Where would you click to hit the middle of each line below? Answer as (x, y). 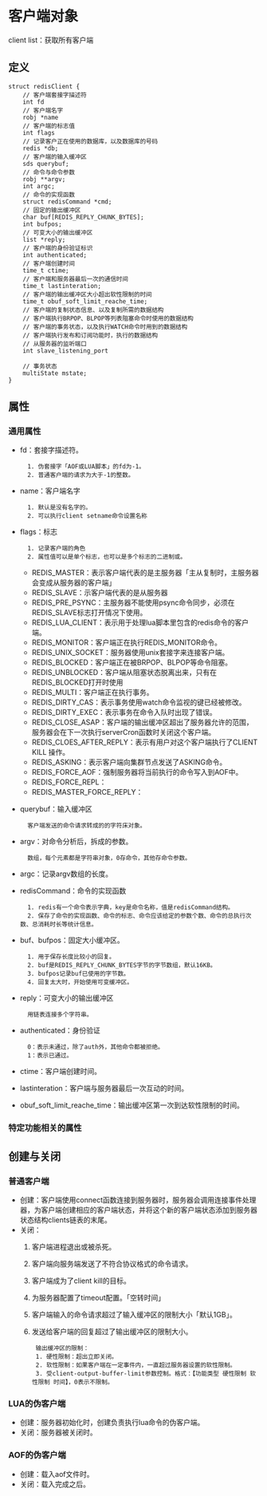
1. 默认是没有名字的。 (59, 507)
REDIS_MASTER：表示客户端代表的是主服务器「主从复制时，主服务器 (145, 573)
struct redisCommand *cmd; (67, 201)
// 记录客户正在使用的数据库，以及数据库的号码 (90, 141)
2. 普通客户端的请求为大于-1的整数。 (81, 476)
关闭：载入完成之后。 (55, 1484)
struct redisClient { (44, 86)
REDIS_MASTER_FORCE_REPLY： (87, 792)
